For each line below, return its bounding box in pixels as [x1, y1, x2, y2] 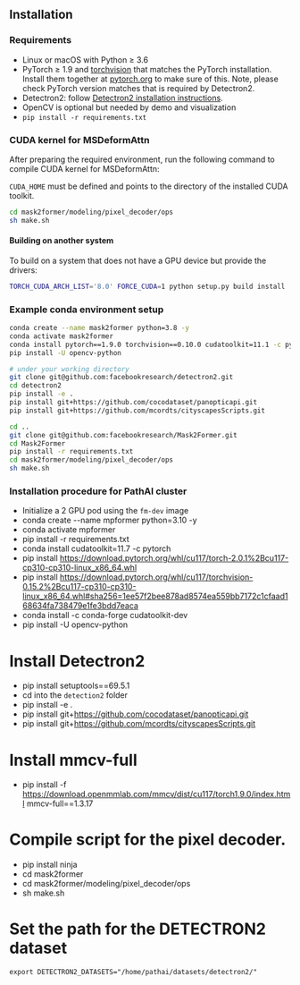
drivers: [9, 264, 37, 276]
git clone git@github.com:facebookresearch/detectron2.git [9, 373, 234, 382]
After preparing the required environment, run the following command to [9, 154, 275, 165]
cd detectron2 [9, 381, 62, 390]
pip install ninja [21, 859, 78, 870]
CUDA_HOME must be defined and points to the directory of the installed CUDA [9, 181, 288, 191]
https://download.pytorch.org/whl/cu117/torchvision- [59, 572, 254, 582]
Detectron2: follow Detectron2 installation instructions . [21, 92, 223, 103]
